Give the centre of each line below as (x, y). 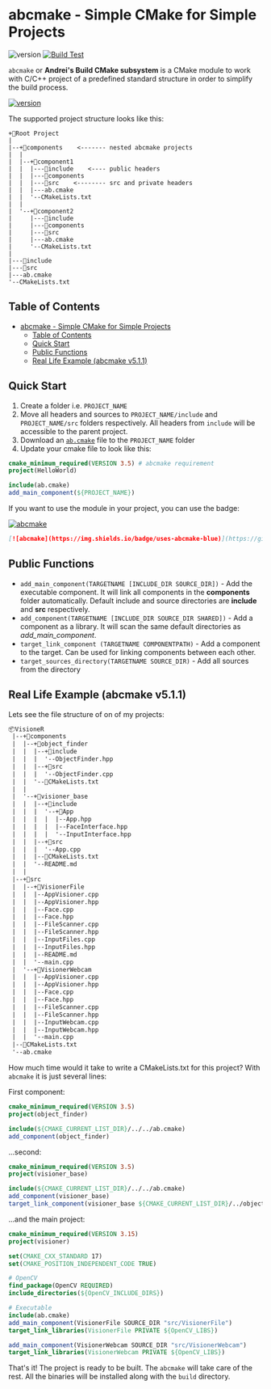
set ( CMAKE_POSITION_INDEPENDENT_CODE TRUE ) (83, 1264)
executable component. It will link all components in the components (135, 592)
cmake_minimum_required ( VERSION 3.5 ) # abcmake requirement (112, 463)
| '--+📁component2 (41, 211)
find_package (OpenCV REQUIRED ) (61, 1286)
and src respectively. (55, 609)
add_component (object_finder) (59, 1136)
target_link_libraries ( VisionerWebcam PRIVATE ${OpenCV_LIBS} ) (117, 1353)
